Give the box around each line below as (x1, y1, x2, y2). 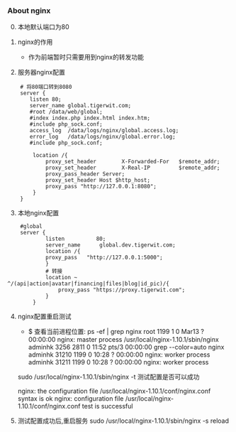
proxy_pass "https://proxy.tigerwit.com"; (57, 286, 186, 293)
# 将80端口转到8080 (20, 84, 72, 91)
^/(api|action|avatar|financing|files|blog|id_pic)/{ (7, 280, 170, 288)
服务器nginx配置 (17, 68, 65, 77)
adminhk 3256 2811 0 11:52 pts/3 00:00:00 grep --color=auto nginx (28, 343, 225, 352)
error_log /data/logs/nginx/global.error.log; (29, 134, 176, 141)
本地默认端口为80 (17, 23, 69, 31)
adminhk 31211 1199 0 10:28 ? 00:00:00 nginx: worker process (28, 358, 209, 367)
